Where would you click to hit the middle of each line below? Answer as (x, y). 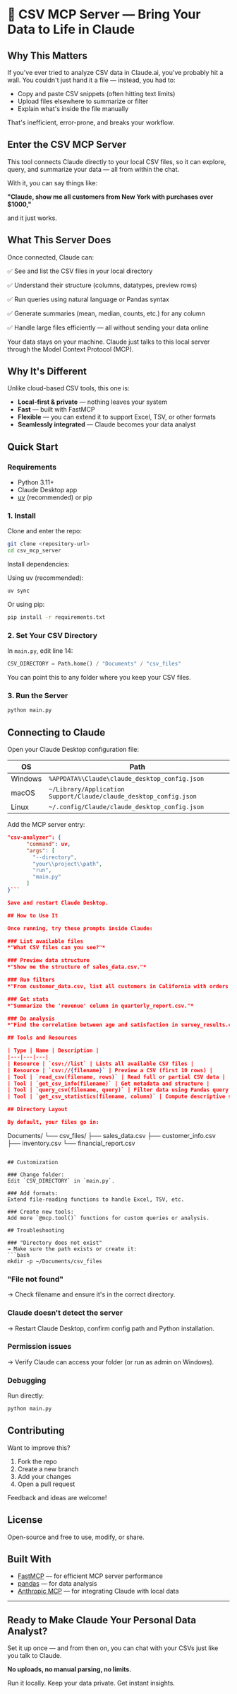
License (25, 1520)
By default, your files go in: (53, 1122)
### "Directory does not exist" (55, 1243)
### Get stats (28, 999)
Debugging (27, 1380)
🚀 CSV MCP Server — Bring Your (104, 14)
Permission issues (39, 1347)
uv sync (19, 591)
